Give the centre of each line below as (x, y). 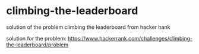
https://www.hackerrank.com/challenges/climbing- (130, 38)
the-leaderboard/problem (37, 45)
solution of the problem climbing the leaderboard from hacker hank (88, 27)
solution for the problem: (36, 38)
